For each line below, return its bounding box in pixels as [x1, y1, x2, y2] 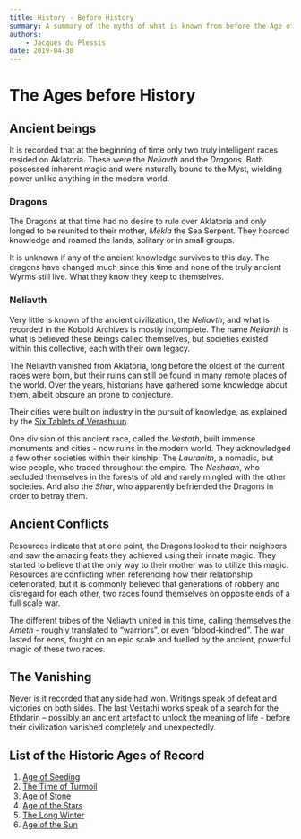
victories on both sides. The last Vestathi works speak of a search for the [9, 703, 279, 713]
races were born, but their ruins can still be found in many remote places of [9, 370, 288, 380]
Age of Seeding [21, 772, 81, 782]
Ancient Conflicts [9, 517, 109, 532]
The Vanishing [9, 669, 92, 685]
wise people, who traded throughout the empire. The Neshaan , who [9, 461, 260, 472]
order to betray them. [9, 490, 88, 501]
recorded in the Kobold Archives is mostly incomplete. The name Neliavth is [9, 324, 289, 335]
